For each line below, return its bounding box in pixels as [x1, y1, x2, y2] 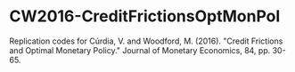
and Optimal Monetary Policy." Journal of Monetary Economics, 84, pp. [9, 44, 271, 55]
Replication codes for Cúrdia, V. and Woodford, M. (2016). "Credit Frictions [9, 36, 283, 46]
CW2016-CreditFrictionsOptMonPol [9, 6, 281, 27]
